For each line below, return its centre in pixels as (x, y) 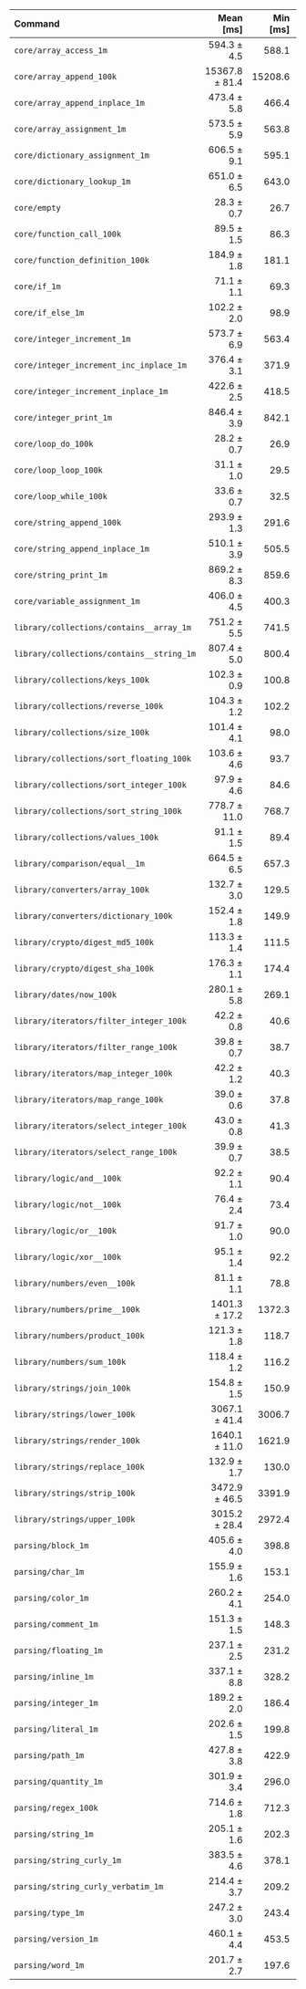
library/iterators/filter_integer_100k (100, 1021)
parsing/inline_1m (54, 1677)
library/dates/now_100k (66, 995)
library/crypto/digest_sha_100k (84, 968)
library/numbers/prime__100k (77, 1310)
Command (37, 24)
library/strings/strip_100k (75, 1493)
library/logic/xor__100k (68, 1257)
